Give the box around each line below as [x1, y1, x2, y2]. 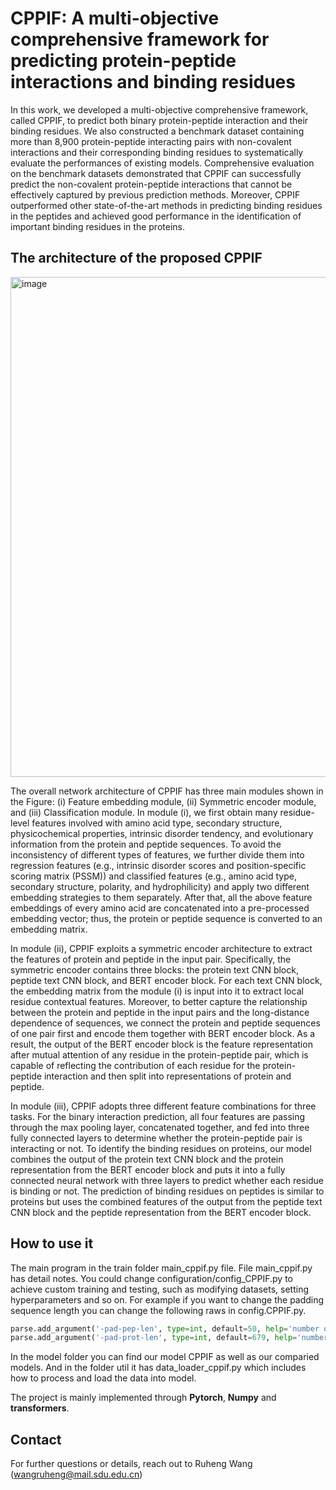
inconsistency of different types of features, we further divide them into [10, 848, 305, 861]
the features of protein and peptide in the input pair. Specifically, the [10, 953, 292, 965]
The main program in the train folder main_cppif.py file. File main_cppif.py [10, 1262, 313, 1274]
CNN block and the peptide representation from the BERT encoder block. [10, 1206, 312, 1218]
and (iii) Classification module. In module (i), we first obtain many [10, 806, 278, 818]
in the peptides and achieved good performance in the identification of [10, 210, 302, 222]
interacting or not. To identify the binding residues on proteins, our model [10, 1142, 312, 1154]
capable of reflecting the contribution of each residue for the [10, 1059, 261, 1071]
